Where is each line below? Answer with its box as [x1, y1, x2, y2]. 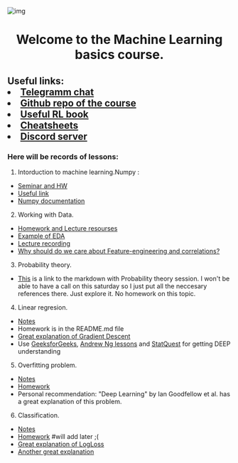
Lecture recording [17, 239, 71, 248]
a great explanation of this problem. [17, 397, 122, 405]
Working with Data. [17, 210, 74, 219]
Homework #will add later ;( [17, 432, 99, 440]
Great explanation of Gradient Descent [17, 332, 131, 340]
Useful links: [7, 75, 65, 87]
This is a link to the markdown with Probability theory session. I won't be [17, 274, 230, 283]
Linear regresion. [17, 303, 68, 312]
